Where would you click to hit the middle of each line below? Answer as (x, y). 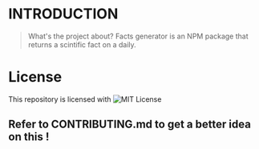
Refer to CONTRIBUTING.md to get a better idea (129, 125)
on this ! (29, 137)
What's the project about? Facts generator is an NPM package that (138, 36)
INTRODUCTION (63, 14)
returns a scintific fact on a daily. (82, 44)
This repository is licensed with (60, 99)
